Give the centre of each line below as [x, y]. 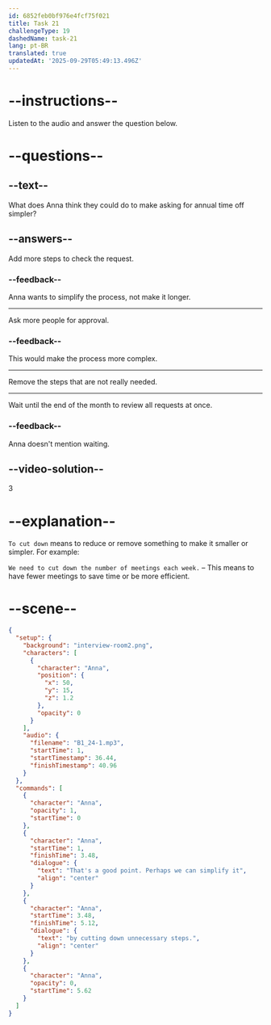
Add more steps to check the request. [71, 258]
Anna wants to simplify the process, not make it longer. [100, 296]
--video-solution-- [56, 469]
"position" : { [61, 675]
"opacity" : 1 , [54, 811]
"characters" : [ [50, 653]
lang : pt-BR [28, 46]
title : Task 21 [34, 23]
